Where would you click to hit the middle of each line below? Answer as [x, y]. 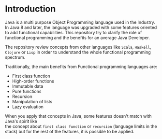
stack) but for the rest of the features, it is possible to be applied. [70, 131]
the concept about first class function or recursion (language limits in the [81, 126]
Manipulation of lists [32, 101]
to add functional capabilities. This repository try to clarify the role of [74, 32]
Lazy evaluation [28, 107]
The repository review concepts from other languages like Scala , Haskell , [78, 47]
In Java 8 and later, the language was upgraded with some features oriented [81, 27]
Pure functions [27, 91]
